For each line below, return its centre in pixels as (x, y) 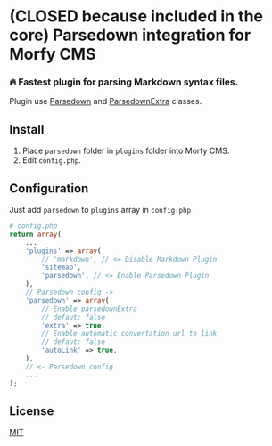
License (32, 411)
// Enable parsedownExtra (90, 309)
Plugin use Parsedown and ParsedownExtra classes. (106, 101)
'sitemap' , (62, 268)
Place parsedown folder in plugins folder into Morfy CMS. (126, 151)
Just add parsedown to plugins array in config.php (100, 210)
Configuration (49, 188)
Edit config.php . (52, 160)
